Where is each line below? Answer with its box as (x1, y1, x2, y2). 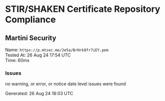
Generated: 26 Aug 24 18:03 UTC (5, 91, 73, 97)
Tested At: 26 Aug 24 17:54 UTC (5, 52, 71, 58)
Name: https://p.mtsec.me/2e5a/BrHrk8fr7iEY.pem (5, 47, 109, 52)
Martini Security (5, 34, 56, 42)
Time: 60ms (5, 57, 30, 63)
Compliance (5, 14, 56, 25)
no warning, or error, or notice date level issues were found (5, 81, 126, 87)
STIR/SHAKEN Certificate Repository (5, 3, 161, 15)
